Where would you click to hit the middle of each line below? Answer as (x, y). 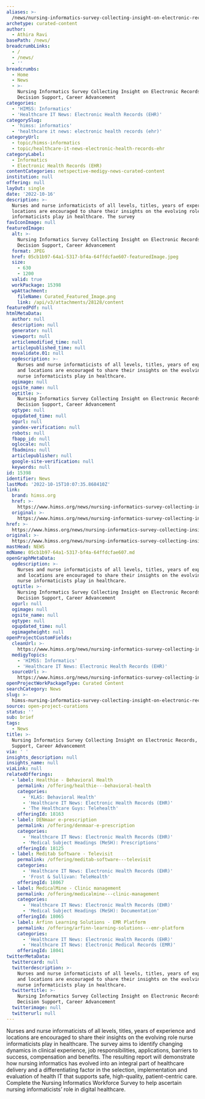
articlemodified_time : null (48, 342)
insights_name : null (33, 763)
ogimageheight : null (38, 632)
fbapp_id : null (31, 439)
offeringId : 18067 (41, 882)
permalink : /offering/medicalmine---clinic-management (88, 894)
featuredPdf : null (30, 308)
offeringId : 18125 (41, 848)
